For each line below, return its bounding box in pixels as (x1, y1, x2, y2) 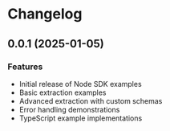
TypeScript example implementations (18, 113, 143, 123)
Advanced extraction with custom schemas (18, 96, 163, 105)
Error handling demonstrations (18, 104, 120, 114)
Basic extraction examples (18, 88, 107, 97)
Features (7, 61, 43, 72)
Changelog (7, 5, 83, 23)
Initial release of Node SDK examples (18, 79, 142, 88)
